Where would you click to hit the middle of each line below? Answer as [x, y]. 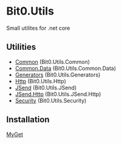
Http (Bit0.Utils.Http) [41, 81]
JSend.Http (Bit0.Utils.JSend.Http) [58, 94]
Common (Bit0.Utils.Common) [52, 61]
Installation [28, 120]
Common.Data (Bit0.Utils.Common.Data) [66, 68]
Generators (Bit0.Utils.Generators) [58, 75]
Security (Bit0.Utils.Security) [51, 100]
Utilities [21, 47]
